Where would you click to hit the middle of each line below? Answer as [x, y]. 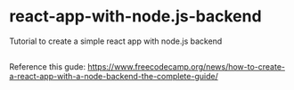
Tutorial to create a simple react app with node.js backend [116, 41]
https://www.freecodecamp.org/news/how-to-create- [187, 67]
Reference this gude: [48, 67]
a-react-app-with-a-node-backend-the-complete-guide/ [114, 77]
